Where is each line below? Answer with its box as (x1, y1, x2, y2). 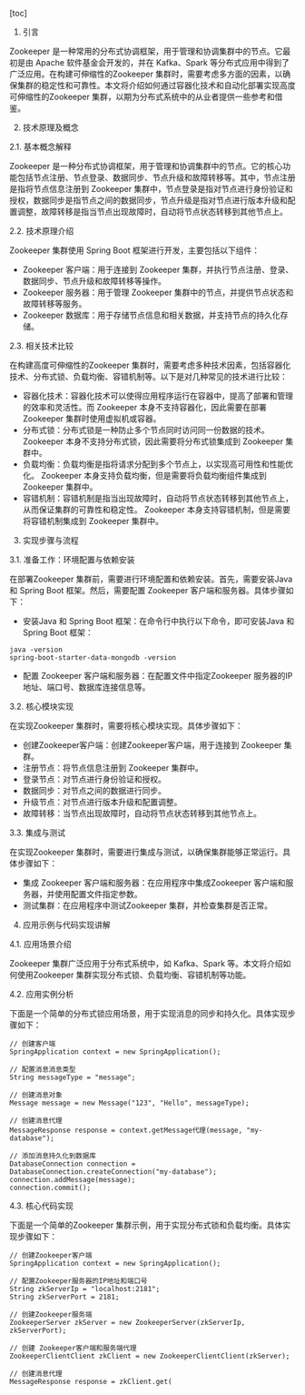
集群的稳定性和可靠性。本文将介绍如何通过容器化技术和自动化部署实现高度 (16, 80, 296, 90)
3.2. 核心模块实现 (9, 701, 74, 712)
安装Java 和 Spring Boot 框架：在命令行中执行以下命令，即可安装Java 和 (22, 616, 295, 626)
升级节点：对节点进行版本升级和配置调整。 (22, 796, 182, 807)
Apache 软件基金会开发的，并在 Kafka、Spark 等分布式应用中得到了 (34, 57, 290, 67)
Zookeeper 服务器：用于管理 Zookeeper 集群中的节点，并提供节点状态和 (22, 287, 294, 298)
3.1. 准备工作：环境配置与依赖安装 (9, 554, 135, 565)
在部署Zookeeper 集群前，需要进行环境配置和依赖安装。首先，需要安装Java (9, 573, 293, 584)
